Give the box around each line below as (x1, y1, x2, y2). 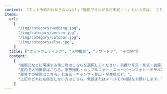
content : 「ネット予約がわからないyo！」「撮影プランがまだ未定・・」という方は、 (4, 7, 154, 12)
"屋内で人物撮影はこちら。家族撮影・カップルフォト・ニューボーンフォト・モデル (17, 68, 162, 73)
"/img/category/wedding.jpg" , (17, 26, 81, 31)
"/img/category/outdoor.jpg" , (17, 35, 81, 40)
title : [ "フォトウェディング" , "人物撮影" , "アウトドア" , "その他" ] (9, 49, 139, 54)
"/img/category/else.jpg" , (17, 40, 74, 45)
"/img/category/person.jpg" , (17, 30, 79, 35)
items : (4, 12, 18, 17)
